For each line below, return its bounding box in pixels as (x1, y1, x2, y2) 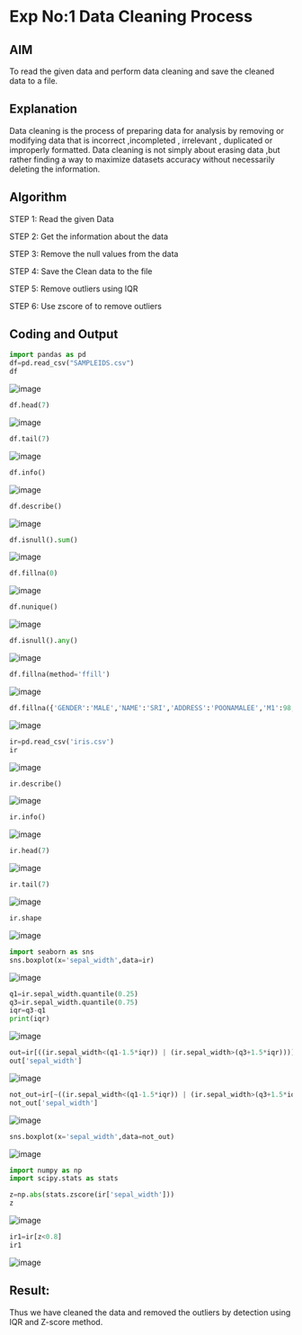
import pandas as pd (9, 351, 87, 360)
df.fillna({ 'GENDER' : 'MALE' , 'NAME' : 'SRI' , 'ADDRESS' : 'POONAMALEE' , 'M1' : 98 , (9, 703, 296, 712)
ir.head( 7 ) (9, 847, 50, 856)
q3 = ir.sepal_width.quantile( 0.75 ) (9, 998, 139, 1007)
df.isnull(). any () (9, 636, 78, 645)
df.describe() (9, 502, 63, 511)
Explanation (9, 102, 78, 117)
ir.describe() (9, 779, 63, 788)
